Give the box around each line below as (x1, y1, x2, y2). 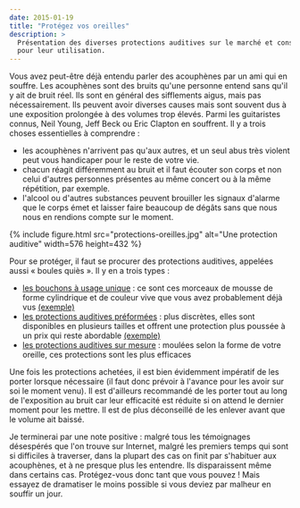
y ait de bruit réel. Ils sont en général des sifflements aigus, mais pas (9, 90, 262, 101)
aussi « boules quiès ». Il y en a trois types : (9, 266, 170, 276)
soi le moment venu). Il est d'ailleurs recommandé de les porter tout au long (9, 385, 287, 396)
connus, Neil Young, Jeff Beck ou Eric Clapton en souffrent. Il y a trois (9, 118, 266, 130)
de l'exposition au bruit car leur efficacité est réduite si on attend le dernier (9, 395, 284, 406)
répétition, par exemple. (21, 183, 110, 194)
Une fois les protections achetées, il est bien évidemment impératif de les (9, 367, 279, 377)
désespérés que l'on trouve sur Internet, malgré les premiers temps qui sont (9, 441, 288, 452)
